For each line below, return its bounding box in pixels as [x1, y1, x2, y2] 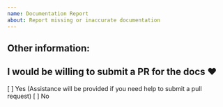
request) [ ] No [7, 92, 50, 100]
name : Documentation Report [7, 10, 89, 17]
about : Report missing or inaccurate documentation [7, 17, 160, 24]
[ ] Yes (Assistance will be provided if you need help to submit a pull [7, 84, 202, 92]
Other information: [7, 42, 90, 54]
